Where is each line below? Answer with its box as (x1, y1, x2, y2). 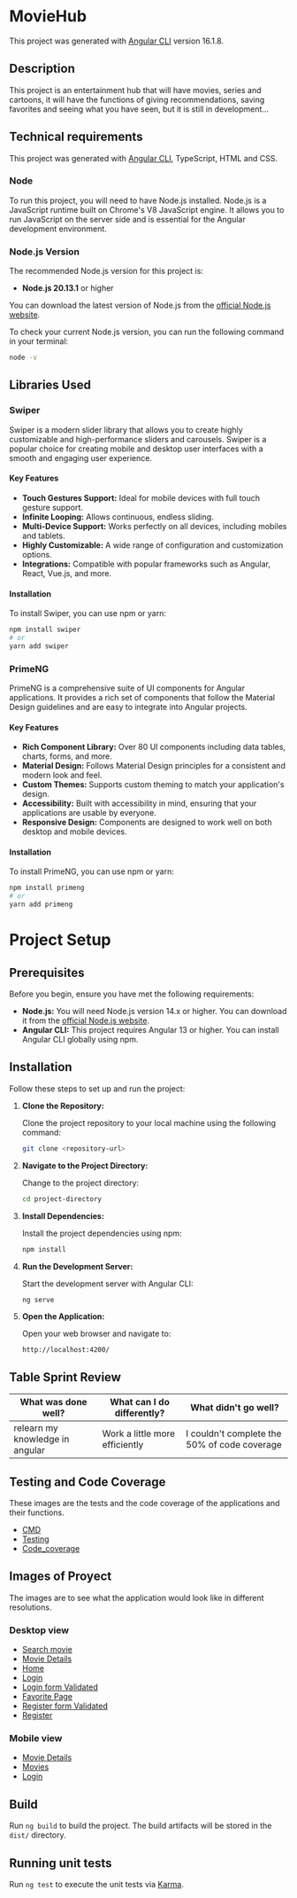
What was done (19, 1396, 88, 1409)
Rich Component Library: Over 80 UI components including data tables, (21, 742, 286, 753)
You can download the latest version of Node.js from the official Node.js (9, 300, 271, 311)
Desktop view (9, 1624, 69, 1636)
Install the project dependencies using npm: (21, 1228, 183, 1238)
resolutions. (9, 1602, 52, 1613)
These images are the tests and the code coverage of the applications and (9, 1498, 280, 1509)
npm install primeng (9, 884, 86, 893)
